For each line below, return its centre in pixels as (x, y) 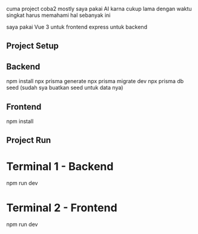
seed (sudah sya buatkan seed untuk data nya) (65, 88)
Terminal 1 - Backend (60, 166)
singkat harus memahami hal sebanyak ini (58, 15)
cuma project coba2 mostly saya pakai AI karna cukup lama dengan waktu (99, 9)
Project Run (29, 140)
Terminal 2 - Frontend (62, 208)
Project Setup (33, 46)
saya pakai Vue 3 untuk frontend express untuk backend (77, 27)
